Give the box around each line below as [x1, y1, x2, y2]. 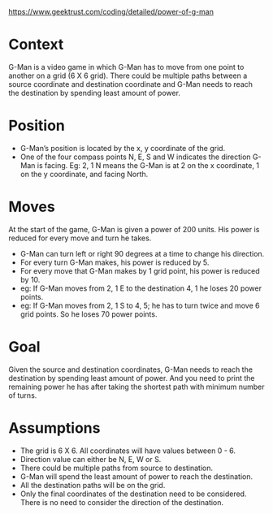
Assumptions [8, 418, 101, 437]
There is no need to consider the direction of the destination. [19, 497, 224, 507]
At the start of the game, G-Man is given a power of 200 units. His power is [8, 224, 260, 234]
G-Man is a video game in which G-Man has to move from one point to [8, 62, 245, 71]
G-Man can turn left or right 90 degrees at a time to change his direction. [19, 248, 265, 258]
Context [8, 36, 64, 54]
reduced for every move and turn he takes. [8, 233, 152, 243]
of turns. [8, 390, 37, 400]
